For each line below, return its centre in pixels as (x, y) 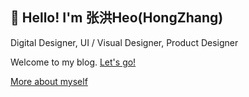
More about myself (49, 81)
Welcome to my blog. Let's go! (73, 62)
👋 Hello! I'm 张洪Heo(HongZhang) (117, 18)
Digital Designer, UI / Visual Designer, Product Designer (124, 42)
